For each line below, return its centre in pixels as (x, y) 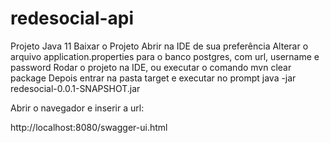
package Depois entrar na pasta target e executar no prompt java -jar (153, 78)
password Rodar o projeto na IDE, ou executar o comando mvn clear (151, 67)
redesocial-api (72, 18)
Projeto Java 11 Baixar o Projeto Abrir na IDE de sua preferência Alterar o (159, 46)
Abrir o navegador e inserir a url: (77, 108)
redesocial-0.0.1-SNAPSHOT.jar (75, 88)
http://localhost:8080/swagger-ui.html (89, 127)
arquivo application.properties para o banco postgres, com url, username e (165, 56)
